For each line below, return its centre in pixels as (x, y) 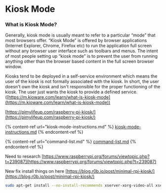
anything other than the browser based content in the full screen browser (80, 61)
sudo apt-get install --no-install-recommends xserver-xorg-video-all (79, 186)
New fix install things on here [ (36, 171)
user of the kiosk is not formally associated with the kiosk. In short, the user (82, 81)
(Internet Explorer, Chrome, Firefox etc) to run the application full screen (79, 46)
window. (14, 67)
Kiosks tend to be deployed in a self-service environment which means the (81, 76)
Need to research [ (24, 156)
